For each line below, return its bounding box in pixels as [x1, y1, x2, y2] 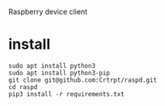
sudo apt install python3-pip [8, 69, 111, 77]
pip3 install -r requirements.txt [8, 90, 125, 98]
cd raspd [8, 83, 38, 91]
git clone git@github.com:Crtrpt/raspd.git [8, 76, 158, 84]
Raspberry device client [8, 7, 87, 16]
